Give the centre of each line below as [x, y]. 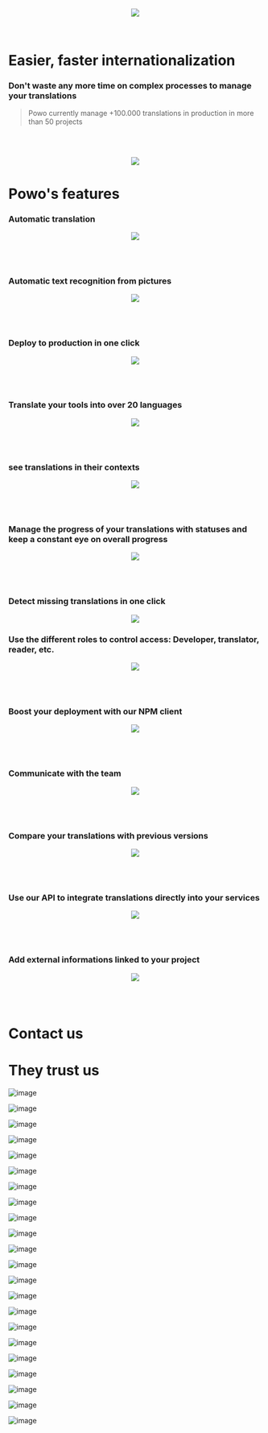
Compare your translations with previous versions [108, 835]
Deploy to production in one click [74, 343]
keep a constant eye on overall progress [88, 540]
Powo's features [64, 194]
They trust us [54, 1070]
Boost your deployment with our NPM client [95, 711]
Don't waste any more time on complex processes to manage [130, 86]
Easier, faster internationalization [122, 61]
